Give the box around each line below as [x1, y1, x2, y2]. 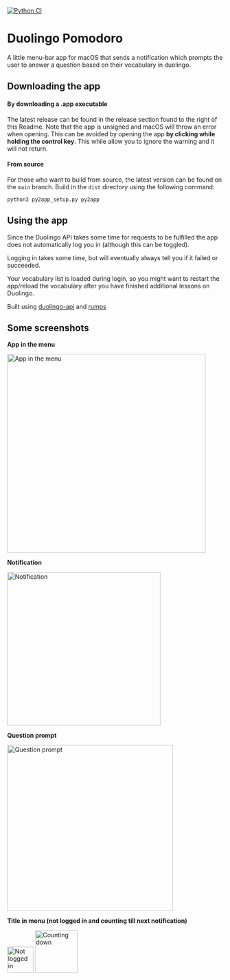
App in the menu [7, 341, 56, 349]
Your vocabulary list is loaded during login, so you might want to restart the [7, 274, 220, 282]
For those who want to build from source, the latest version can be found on [7, 175, 222, 184]
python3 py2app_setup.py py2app [7, 196, 100, 203]
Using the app [7, 215, 69, 226]
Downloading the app [7, 81, 101, 92]
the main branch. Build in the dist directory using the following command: [7, 182, 215, 191]
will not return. [7, 145, 48, 153]
